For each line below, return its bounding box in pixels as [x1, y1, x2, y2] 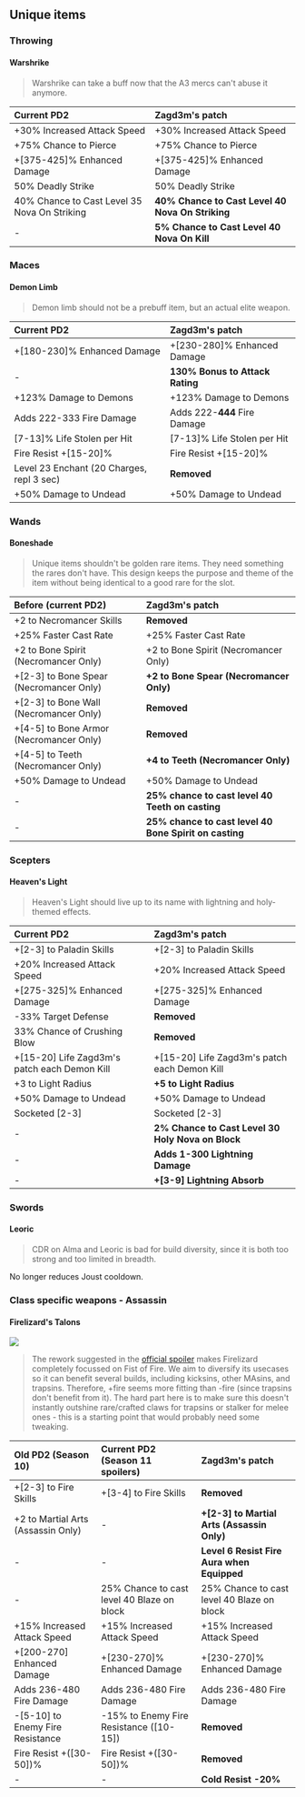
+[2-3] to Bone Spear [14, 669, 108, 682]
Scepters [9, 854, 51, 867]
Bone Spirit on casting [145, 827, 245, 839]
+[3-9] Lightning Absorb [153, 1173, 265, 1186]
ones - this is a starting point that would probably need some [31, 1411, 261, 1422]
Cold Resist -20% [201, 1773, 281, 1786]
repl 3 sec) [14, 473, 61, 486]
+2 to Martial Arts [14, 1513, 89, 1526]
